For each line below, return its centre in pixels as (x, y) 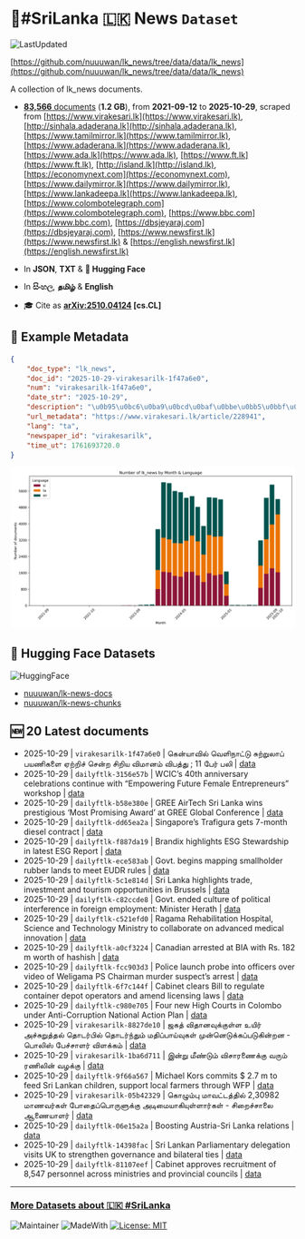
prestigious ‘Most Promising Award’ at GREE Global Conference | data (153, 812)
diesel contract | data (63, 831)
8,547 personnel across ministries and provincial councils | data (142, 1174)
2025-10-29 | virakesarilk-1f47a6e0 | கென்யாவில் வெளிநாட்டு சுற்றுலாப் (153, 753)
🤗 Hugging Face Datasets (83, 654)
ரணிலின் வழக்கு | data (64, 1065)
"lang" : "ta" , (53, 426)
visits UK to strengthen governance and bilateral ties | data (133, 1154)
